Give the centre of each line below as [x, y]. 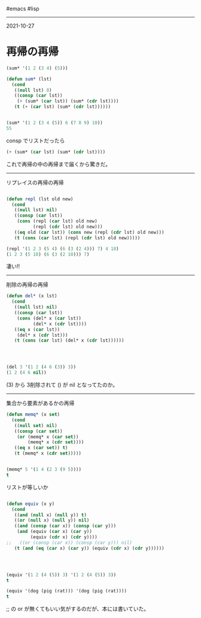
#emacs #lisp [23, 9]
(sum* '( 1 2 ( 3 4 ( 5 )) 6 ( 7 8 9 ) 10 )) [54, 123]
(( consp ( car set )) [38, 431]
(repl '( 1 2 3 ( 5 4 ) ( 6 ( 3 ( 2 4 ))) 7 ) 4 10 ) [63, 249]
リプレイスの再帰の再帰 [35, 182]
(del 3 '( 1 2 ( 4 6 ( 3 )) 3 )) [41, 367]
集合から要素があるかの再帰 [40, 403]
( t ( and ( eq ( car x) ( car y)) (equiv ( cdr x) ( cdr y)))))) [89, 548]
